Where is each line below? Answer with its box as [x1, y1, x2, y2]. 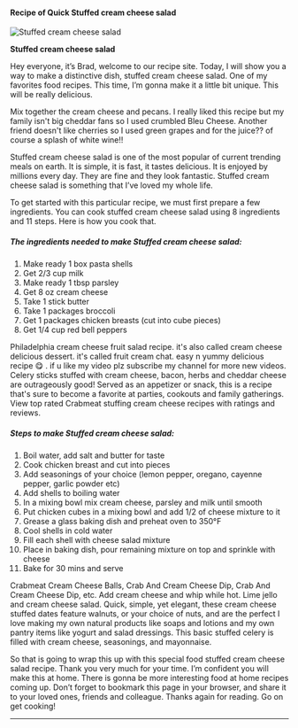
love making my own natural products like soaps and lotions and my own [10, 618, 275, 629]
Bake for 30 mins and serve [22, 563, 124, 574]
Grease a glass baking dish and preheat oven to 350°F [22, 516, 222, 527]
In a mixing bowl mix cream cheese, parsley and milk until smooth [22, 497, 264, 508]
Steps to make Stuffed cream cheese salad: [10, 428, 175, 438]
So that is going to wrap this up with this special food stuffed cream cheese [10, 654, 286, 664]
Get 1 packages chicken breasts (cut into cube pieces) [22, 315, 221, 326]
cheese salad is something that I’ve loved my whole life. [10, 180, 213, 190]
